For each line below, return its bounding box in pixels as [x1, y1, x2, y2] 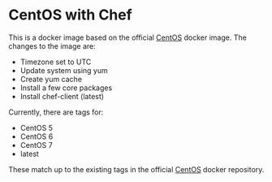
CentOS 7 [19, 140, 53, 149]
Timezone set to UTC [19, 57, 92, 67]
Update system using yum [19, 65, 108, 75]
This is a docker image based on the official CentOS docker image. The [8, 32, 248, 42]
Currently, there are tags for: [8, 107, 104, 117]
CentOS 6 [19, 132, 54, 141]
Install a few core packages [19, 83, 113, 93]
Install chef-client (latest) [19, 91, 104, 101]
